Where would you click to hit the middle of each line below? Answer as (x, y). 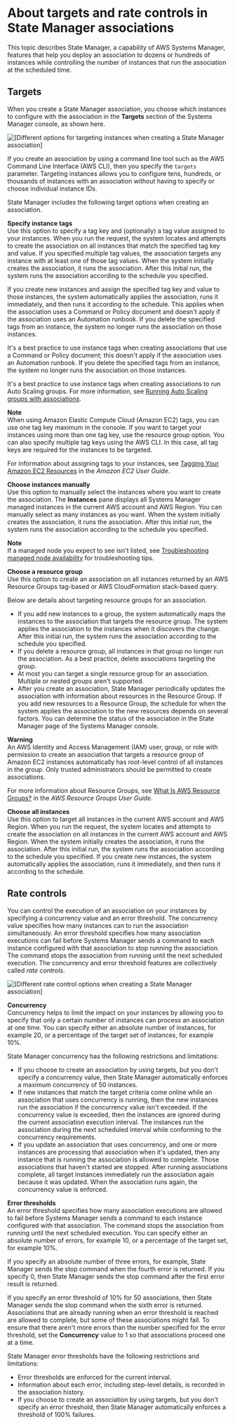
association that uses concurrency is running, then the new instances (118, 1100)
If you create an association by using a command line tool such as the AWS (116, 158)
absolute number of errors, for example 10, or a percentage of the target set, (117, 1240)
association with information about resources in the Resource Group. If (120, 696)
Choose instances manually (49, 484)
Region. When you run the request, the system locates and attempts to (109, 826)
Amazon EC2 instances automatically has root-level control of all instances (115, 762)
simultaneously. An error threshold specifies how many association (104, 933)
